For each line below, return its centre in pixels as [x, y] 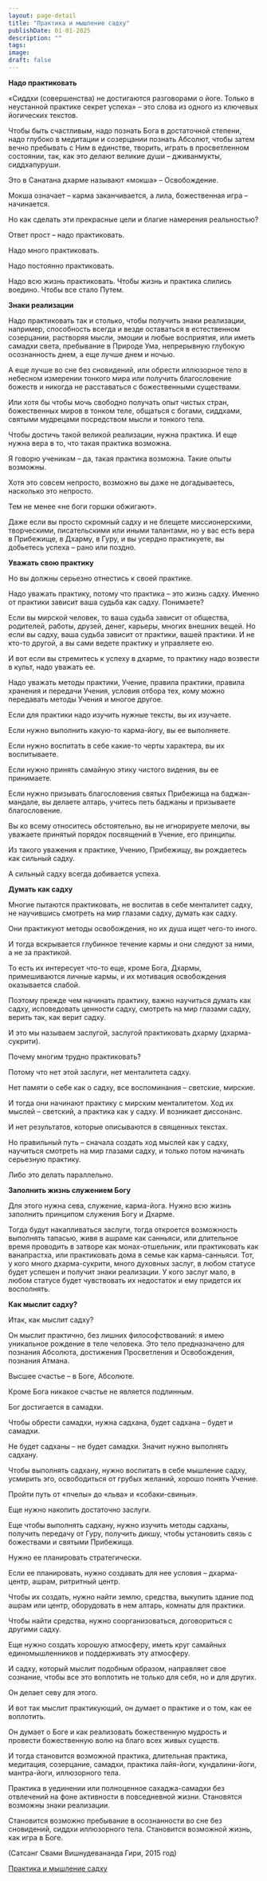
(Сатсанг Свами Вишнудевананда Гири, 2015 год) [92, 1853]
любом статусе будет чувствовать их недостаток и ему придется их [125, 1280]
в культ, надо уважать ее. [52, 667]
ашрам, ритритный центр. [76, 1581]
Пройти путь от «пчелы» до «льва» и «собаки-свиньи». [103, 1494]
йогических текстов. [43, 115]
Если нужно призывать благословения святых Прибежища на [114, 793]
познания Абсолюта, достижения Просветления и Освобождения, [122, 1352]
